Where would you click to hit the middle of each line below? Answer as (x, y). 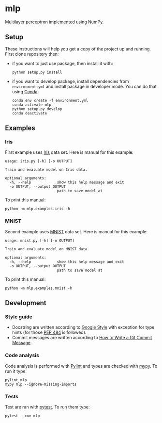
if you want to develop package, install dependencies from (70, 81)
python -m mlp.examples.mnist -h (39, 288)
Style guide (19, 317)
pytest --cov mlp (22, 416)
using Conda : (25, 91)
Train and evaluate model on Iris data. (46, 170)
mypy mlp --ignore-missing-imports (41, 384)
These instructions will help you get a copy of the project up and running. (78, 49)
